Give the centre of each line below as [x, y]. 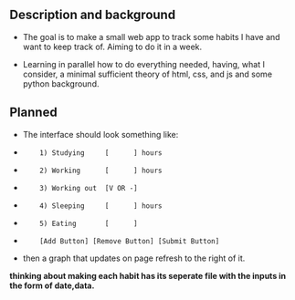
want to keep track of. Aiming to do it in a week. [112, 47]
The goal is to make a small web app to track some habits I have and [151, 36]
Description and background [93, 15]
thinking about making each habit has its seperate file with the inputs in [148, 275]
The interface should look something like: [100, 134]
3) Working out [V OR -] [89, 188]
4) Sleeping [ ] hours [101, 206]
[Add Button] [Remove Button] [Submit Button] [130, 241]
